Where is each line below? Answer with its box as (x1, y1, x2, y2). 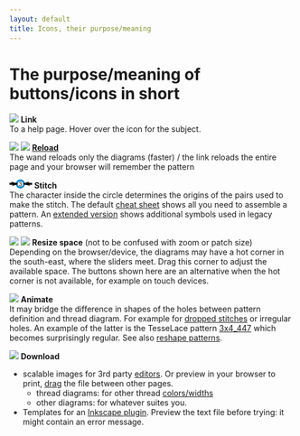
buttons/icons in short (9, 83, 181, 104)
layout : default (9, 14, 70, 23)
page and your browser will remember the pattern (9, 162, 195, 172)
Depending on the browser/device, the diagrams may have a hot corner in (9, 246, 285, 257)
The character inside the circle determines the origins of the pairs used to (9, 190, 284, 200)
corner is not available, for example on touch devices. (9, 275, 210, 286)
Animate (20, 294, 54, 305)
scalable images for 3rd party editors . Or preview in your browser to (22, 368, 276, 379)
